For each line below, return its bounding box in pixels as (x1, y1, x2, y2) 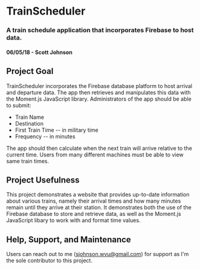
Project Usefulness (6, 175, 80, 185)
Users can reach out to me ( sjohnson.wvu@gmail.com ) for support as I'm (6, 251, 189, 258)
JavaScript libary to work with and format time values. (6, 217, 141, 224)
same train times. (6, 157, 50, 164)
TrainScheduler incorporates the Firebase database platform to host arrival (6, 82, 192, 89)
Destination (15, 120, 44, 127)
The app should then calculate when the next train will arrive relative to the (6, 144, 192, 152)
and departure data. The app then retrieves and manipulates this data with (6, 89, 192, 96)
